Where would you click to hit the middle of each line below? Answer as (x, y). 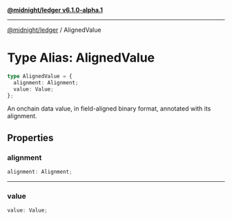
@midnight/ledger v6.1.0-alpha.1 (55, 10)
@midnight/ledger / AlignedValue (54, 30)
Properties (30, 138)
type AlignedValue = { (40, 76)
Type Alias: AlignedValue (81, 58)
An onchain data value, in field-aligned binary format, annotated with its (109, 109)
